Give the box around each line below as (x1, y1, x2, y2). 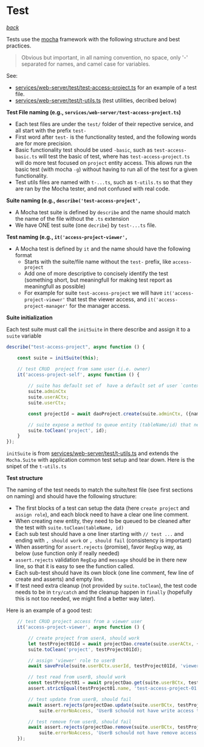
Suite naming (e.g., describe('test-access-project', (6, 196, 141, 204)
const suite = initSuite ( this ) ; (17, 355, 99, 361)
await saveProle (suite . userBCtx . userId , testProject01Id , (28, 663, 178, 669)
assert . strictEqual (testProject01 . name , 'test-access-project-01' (28, 686, 200, 692)
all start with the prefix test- (15, 127, 87, 134)
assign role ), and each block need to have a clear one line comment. (15, 511, 189, 518)
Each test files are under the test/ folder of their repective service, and (15, 120, 194, 128)
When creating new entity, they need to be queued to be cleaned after (15, 518, 191, 525)
